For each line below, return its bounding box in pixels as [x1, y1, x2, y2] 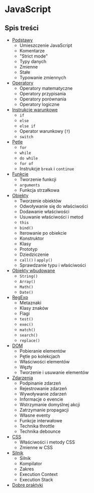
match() [19, 327, 36, 333]
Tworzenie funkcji [19, 177, 56, 182]
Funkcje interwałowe [19, 418, 62, 423]
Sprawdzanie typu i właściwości [19, 262, 86, 268]
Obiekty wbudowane [12, 267, 55, 273]
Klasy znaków [19, 305, 49, 311]
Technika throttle [19, 423, 55, 429]
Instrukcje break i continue [19, 166, 74, 172]
